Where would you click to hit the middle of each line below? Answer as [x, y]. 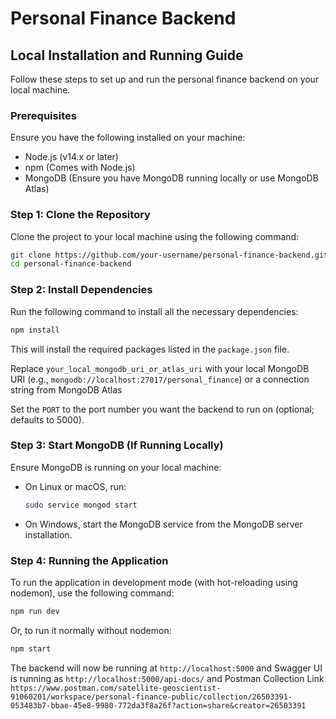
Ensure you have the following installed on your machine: [128, 138]
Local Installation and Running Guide [127, 55]
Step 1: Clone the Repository [80, 215]
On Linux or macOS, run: [75, 486]
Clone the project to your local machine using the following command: [155, 236]
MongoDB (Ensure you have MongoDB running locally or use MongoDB [171, 178]
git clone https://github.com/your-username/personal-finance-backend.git [169, 255]
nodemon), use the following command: [92, 593]
